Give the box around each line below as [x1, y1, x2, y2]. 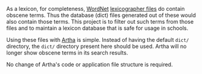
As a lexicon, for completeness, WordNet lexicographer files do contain [6, 5, 185, 12]
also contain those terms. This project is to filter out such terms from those [6, 18, 194, 25]
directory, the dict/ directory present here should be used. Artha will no [6, 42, 187, 50]
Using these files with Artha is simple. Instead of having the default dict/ [6, 36, 190, 43]
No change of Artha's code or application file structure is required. [6, 61, 173, 68]
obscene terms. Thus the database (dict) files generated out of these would [6, 12, 196, 19]
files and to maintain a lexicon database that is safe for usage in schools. [6, 24, 189, 32]
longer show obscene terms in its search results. [6, 49, 128, 56]
